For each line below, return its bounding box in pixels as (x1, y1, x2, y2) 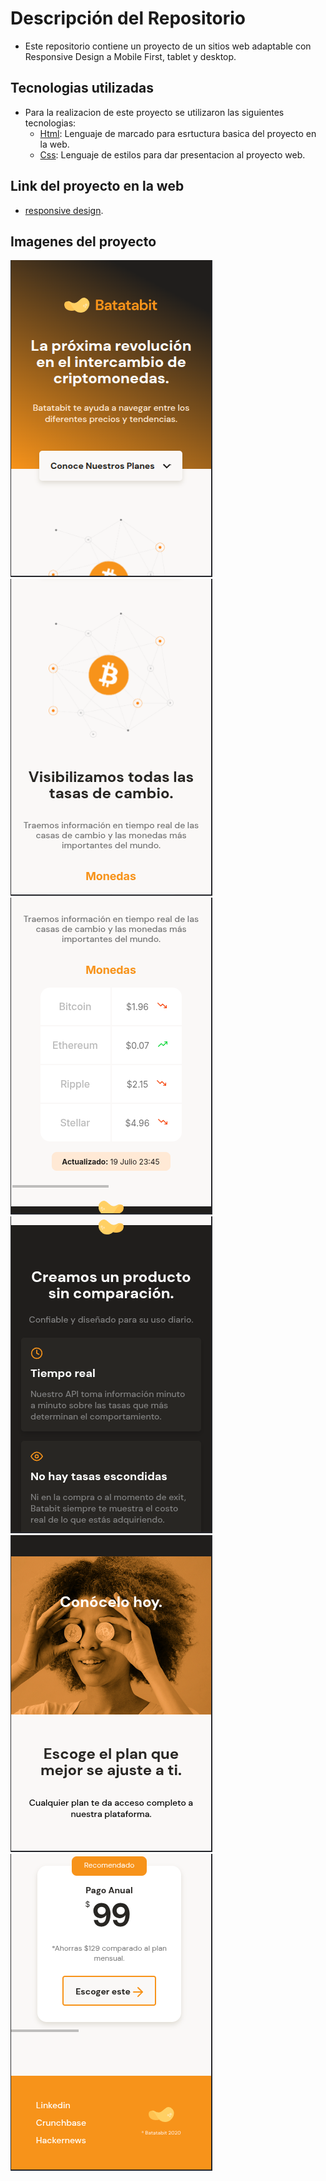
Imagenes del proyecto (10, 233, 157, 250)
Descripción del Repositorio (10, 7, 246, 30)
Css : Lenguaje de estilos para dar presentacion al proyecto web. (39, 148, 306, 161)
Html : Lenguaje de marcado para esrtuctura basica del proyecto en (39, 127, 317, 139)
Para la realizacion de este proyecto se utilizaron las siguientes (24, 106, 285, 118)
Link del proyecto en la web (10, 178, 185, 195)
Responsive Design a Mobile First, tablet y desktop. (24, 50, 237, 62)
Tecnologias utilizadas (10, 80, 154, 97)
